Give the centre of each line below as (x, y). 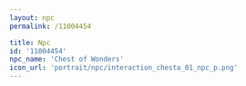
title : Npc (30, 43)
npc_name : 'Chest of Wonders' (67, 60)
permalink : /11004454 (51, 26)
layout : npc (32, 18)
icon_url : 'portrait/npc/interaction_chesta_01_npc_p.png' (124, 68)
